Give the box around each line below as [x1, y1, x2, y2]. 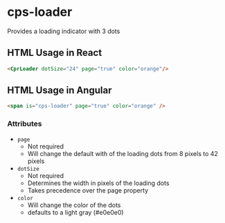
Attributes [7, 119, 42, 128]
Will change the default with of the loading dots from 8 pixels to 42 [27, 149, 218, 157]
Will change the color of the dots [27, 201, 121, 209]
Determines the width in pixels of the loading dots [27, 179, 170, 187]
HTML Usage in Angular [7, 84, 112, 97]
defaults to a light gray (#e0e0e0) [27, 208, 124, 216]
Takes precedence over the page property [27, 186, 149, 194]
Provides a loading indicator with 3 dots [7, 27, 120, 35]
